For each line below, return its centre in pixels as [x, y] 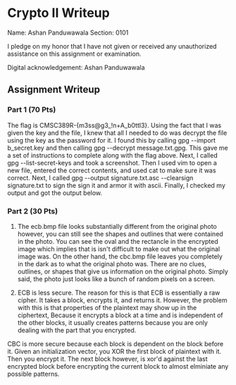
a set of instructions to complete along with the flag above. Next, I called [112, 155]
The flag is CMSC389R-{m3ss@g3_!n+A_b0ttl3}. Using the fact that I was [114, 125]
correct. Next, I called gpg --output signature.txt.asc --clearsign [100, 177]
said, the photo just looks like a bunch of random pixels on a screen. [116, 279]
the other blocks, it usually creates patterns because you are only [112, 322]
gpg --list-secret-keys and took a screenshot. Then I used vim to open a [112, 162]
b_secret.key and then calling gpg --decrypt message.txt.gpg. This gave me [118, 148]
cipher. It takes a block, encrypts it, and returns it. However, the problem [122, 300]
